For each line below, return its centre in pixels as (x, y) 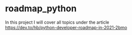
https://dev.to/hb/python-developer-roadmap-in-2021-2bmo (66, 27)
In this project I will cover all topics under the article (57, 22)
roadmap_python (41, 9)
